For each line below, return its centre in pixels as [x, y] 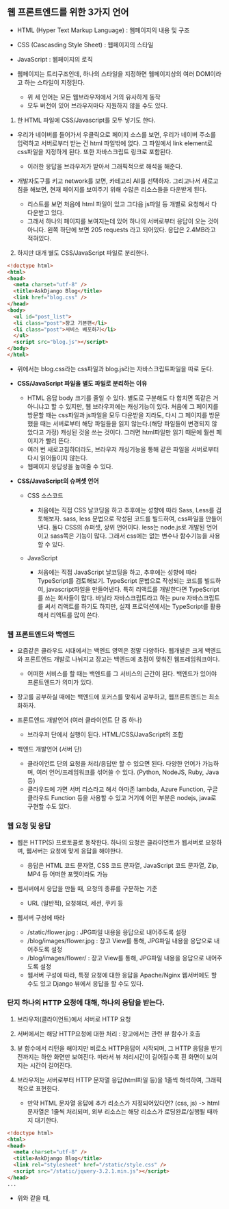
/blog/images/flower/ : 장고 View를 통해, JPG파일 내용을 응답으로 [116, 958]
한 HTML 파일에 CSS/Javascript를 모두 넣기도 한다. [86, 120]
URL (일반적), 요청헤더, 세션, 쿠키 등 [75, 903]
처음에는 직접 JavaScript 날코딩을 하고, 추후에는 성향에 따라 [117, 572]
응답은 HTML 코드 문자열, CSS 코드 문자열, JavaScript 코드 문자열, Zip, [123, 865]
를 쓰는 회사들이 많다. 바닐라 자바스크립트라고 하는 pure [111, 597]
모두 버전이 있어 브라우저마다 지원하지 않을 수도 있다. [97, 105]
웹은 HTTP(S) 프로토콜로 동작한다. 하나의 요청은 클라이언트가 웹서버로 [110, 842]
